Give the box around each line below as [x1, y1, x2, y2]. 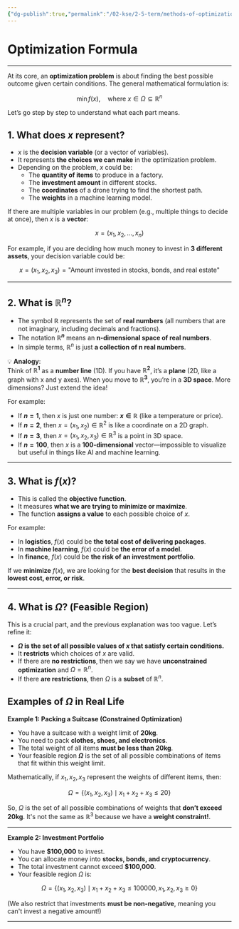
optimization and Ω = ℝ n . [17, 664, 93, 674]
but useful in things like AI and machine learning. [17, 447, 161, 457]
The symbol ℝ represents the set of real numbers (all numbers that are [17, 317, 226, 325]
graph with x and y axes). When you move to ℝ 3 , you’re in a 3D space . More [7, 374, 231, 384]
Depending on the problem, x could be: [17, 163, 133, 172]
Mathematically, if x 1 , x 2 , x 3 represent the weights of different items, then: [7, 772, 222, 783]
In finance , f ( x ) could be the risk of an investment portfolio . [17, 552, 196, 561]
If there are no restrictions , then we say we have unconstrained [17, 656, 208, 665]
